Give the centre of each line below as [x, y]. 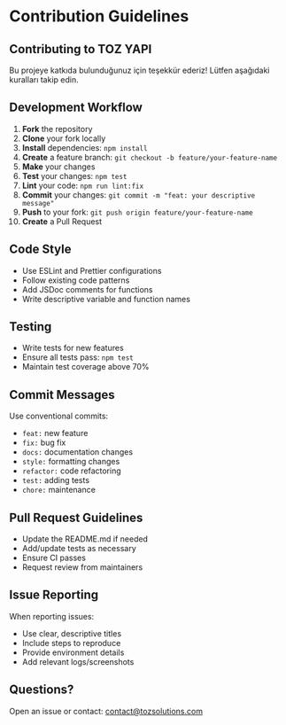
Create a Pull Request [62, 221]
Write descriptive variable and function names [106, 299]
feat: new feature [55, 433]
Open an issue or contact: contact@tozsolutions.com [106, 711]
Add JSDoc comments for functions [87, 289]
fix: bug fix [44, 443]
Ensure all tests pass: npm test [78, 357]
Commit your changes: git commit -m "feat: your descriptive [139, 195]
